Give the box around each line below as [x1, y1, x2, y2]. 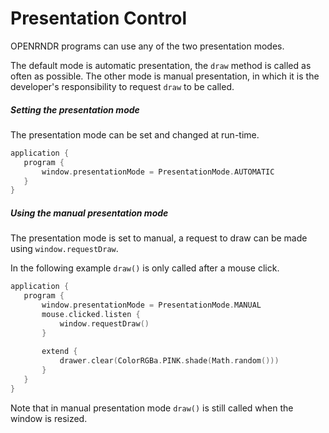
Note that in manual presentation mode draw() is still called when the [10, 402, 294, 414]
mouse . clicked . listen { [41, 309, 141, 319]
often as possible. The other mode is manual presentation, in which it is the [10, 70, 320, 82]
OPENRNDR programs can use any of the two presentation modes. [10, 40, 285, 52]
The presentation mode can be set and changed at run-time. [10, 128, 260, 141]
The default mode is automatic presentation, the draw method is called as [10, 59, 312, 71]
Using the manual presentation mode [10, 207, 169, 219]
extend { [41, 347, 78, 357]
